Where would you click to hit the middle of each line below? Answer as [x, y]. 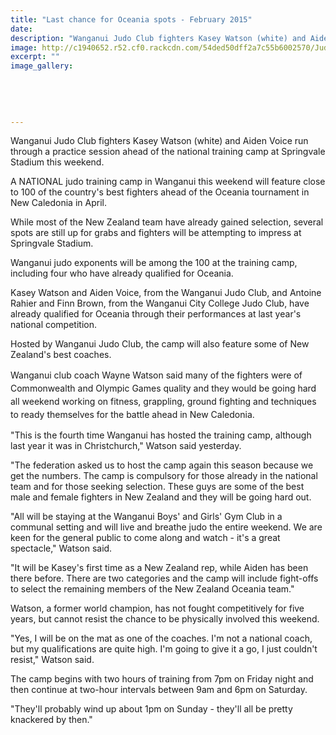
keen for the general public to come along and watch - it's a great [145, 538]
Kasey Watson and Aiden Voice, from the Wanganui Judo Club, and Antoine [166, 293]
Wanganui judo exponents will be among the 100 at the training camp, [154, 263]
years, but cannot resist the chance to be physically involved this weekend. [165, 619]
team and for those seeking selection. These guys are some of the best [157, 487]
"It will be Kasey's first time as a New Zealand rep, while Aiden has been [159, 568]
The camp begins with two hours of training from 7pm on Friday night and [162, 679]
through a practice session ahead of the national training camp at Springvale [168, 152]
